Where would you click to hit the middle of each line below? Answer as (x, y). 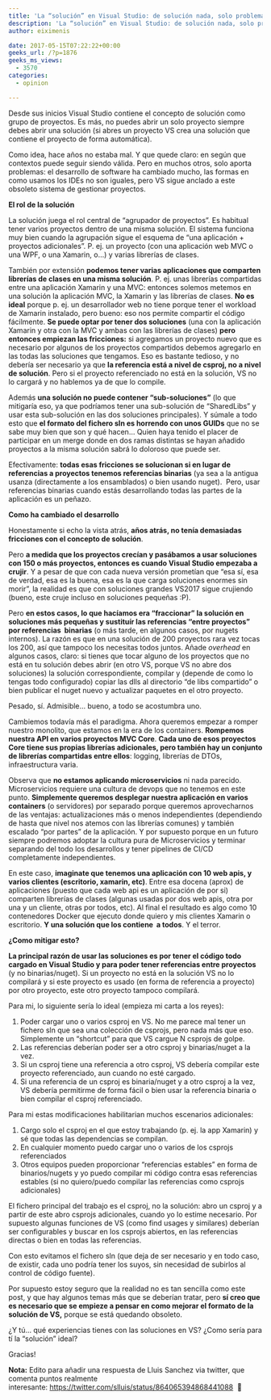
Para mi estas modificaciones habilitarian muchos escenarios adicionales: (131, 1114)
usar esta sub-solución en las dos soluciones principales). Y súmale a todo (133, 414)
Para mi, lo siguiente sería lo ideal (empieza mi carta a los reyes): (116, 1006)
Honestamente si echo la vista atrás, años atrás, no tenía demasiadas (125, 530)
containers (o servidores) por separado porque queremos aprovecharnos (131, 805)
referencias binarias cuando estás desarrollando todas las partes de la (125, 490)
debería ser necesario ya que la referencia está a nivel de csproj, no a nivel (135, 364)
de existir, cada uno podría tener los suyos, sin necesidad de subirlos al (127, 1264)
